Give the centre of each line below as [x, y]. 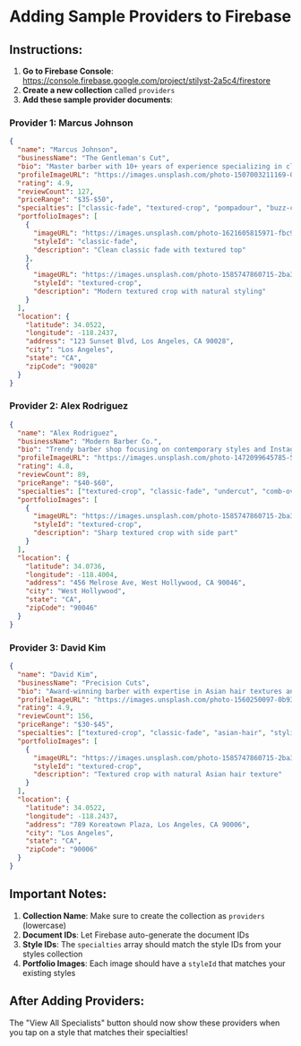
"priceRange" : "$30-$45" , [66, 725]
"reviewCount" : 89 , [54, 475]
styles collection [52, 954]
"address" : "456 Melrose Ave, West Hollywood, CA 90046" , [136, 583]
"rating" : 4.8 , [46, 467]
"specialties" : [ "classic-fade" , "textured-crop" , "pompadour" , [140, 208]
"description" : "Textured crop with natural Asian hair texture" [157, 774]
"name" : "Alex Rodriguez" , [68, 433]
